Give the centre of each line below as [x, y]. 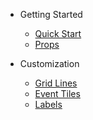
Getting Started [51, 14]
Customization [49, 63]
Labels [48, 104]
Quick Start [58, 33]
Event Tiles [57, 93]
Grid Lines [56, 83]
